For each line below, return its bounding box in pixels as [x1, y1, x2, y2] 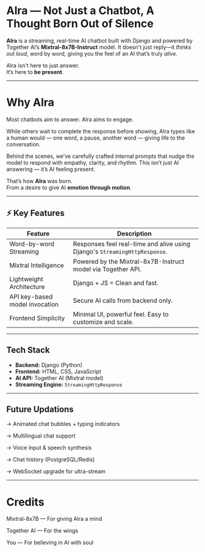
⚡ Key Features [6, 208, 65, 218]
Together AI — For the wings [6, 527, 78, 534]
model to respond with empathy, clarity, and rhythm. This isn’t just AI [6, 159, 179, 166]
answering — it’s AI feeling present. [6, 165, 96, 173]
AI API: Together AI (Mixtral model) [15, 374, 104, 381]
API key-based [9, 292, 53, 300]
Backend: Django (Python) [15, 361, 83, 368]
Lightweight [9, 275, 44, 283]
